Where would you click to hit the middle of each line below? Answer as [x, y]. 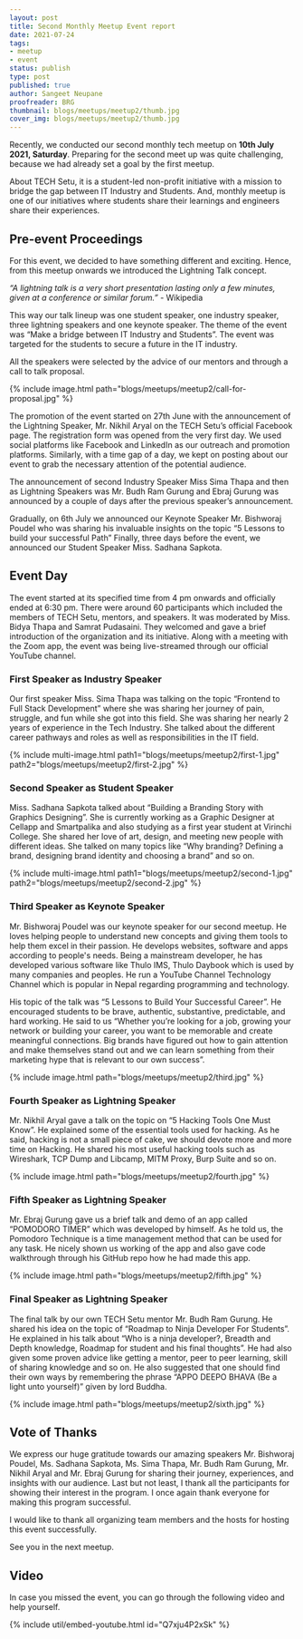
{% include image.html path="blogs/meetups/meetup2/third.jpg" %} [137, 1077]
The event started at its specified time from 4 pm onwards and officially [142, 597]
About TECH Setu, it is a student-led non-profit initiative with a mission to [146, 181]
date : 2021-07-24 [42, 34]
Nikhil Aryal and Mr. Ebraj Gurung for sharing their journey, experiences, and [151, 1473]
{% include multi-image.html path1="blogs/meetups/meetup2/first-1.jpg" [145, 755]
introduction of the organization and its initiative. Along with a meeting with [149, 636]
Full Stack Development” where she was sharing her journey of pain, [137, 709]
